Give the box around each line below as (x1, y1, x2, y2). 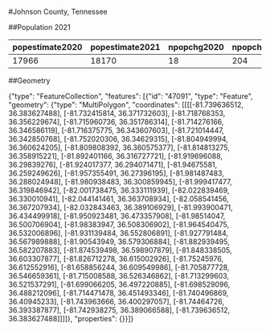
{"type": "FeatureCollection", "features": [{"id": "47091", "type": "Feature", (8, 92, 253, 101)
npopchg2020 (168, 42, 225, 52)
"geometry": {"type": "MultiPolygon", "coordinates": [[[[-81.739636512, (8, 100, 243, 110)
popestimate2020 (12, 42, 83, 52)
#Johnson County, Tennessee (8, 7, 108, 16)
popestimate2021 (90, 42, 161, 52)
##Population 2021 (8, 23, 71, 31)
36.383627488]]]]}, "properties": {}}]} (8, 314, 134, 323)
